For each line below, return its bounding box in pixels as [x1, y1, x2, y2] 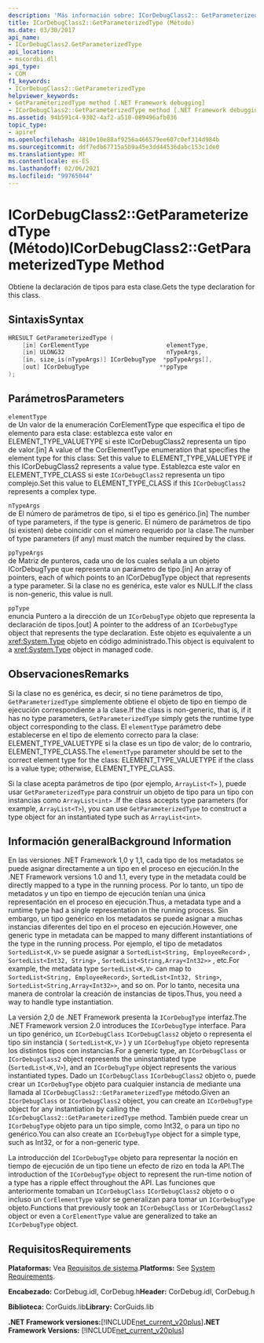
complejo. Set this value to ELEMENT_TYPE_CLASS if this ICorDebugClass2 [8, 478, 246, 488]
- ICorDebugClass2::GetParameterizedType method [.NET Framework [8, 107, 226, 115]
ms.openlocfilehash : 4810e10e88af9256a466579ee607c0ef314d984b [8, 135, 220, 144]
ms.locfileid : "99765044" [8, 172, 93, 181]
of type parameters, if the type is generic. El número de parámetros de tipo [8, 517, 251, 526]
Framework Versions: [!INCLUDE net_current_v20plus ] [8, 1326, 185, 1335]
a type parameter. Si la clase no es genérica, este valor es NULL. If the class [8, 580, 253, 590]
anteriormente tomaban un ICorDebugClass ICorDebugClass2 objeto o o [8, 1187, 235, 1196]
